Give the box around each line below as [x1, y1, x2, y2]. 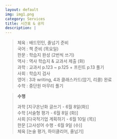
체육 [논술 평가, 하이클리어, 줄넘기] [17, 129, 84, 135]
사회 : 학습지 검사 [17, 70, 50, 76]
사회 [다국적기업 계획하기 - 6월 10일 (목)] [17, 116, 96, 122]
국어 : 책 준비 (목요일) [17, 46, 59, 52]
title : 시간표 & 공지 [5, 21, 44, 26]
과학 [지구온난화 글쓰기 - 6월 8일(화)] [17, 104, 89, 110]
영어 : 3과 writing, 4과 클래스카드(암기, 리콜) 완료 [17, 77, 112, 83]
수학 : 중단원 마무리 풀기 [17, 83, 64, 89]
